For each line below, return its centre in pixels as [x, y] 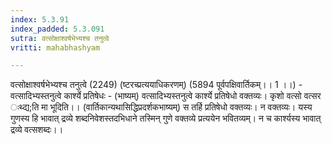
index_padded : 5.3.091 [57, 29]
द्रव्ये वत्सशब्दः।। [37, 130]
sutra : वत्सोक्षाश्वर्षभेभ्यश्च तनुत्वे [60, 38]
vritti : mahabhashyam [55, 47]
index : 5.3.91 [40, 19]
